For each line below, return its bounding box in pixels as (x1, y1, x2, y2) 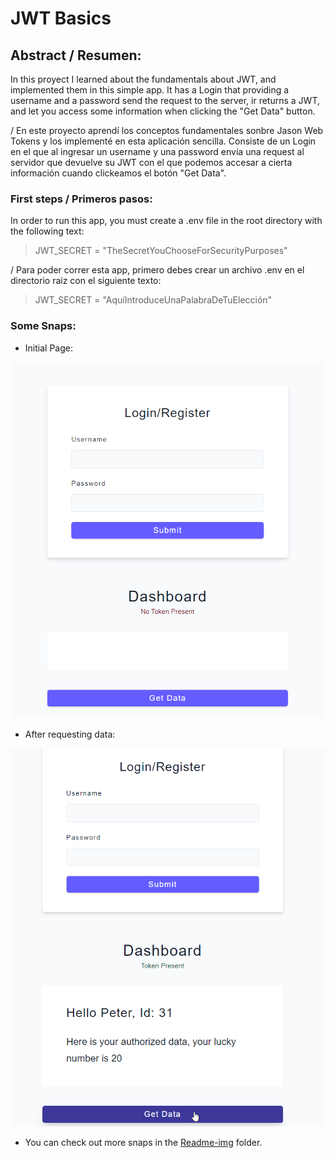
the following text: (10, 225, 85, 237)
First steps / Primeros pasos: (10, 192, 153, 206)
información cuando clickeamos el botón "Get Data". (10, 167, 227, 179)
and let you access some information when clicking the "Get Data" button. (10, 105, 316, 117)
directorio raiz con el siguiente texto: (10, 275, 162, 287)
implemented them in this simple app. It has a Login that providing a (10, 84, 290, 96)
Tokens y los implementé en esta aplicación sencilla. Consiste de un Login (10, 135, 317, 147)
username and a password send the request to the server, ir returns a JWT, (10, 95, 320, 106)
